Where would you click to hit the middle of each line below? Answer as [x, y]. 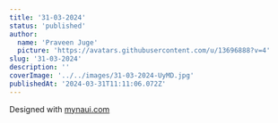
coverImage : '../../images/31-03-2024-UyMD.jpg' [102, 76]
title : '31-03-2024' [48, 17]
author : [24, 34]
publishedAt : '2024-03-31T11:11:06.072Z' [88, 84]
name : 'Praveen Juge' [58, 42]
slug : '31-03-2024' [46, 59]
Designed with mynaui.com [60, 109]
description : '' [39, 68]
